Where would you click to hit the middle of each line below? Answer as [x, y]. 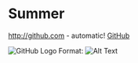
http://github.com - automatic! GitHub [69, 35]
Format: [71, 50]
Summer [36, 14]
